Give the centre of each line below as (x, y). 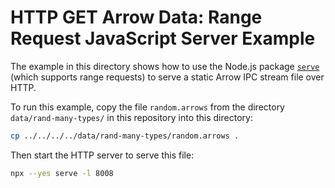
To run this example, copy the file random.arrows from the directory (147, 107)
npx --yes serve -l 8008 (62, 173)
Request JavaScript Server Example (163, 38)
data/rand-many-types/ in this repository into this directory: (131, 117)
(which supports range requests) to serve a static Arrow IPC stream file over (167, 77)
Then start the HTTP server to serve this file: (102, 155)
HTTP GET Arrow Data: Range (136, 17)
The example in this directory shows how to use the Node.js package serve (165, 66)
